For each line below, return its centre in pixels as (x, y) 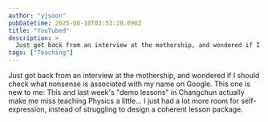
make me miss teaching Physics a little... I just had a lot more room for (124, 101)
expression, (28, 109)
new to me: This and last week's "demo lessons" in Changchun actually (126, 92)
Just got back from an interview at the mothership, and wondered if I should (134, 75)
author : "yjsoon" (37, 16)
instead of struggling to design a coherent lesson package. (146, 109)
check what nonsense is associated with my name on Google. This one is (130, 84)
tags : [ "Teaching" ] (41, 53)
